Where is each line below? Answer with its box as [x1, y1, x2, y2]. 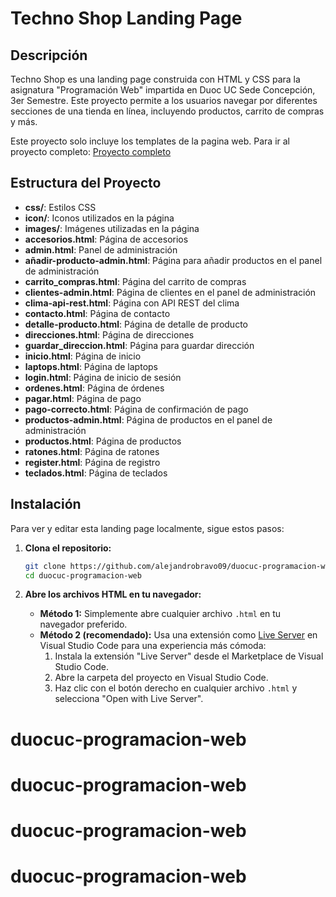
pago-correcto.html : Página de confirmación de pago [24, 403, 249, 415]
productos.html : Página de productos [24, 435, 182, 447]
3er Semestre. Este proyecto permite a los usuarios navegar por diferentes [10, 95, 318, 106]
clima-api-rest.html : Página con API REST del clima [24, 297, 240, 309]
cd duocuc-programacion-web [24, 570, 142, 581]
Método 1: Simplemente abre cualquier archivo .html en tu [39, 608, 282, 620]
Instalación [10, 496, 82, 513]
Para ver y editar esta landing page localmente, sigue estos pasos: [10, 522, 285, 534]
